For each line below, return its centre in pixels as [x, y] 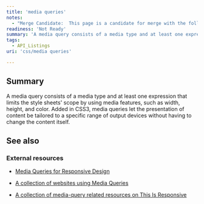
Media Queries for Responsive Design [63, 171]
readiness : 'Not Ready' [36, 29]
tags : [13, 40]
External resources [35, 158]
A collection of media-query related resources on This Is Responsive [101, 195]
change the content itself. [38, 121]
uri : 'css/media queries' [39, 52]
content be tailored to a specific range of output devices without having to [99, 115]
